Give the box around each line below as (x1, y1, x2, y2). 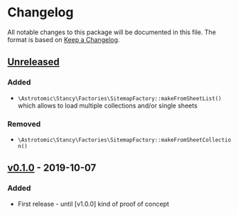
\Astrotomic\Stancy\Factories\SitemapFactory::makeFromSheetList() (17, 95, 222, 102)
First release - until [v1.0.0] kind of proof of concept (17, 199, 169, 208)
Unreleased (7, 56, 60, 68)
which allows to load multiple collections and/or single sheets (17, 101, 198, 110)
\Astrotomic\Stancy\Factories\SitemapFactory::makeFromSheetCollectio (17, 136, 232, 143)
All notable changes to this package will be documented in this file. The (7, 28, 217, 36)
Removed (7, 119, 41, 129)
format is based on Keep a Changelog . (7, 35, 120, 43)
